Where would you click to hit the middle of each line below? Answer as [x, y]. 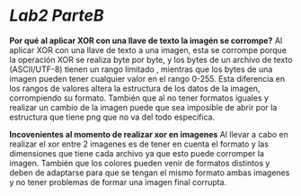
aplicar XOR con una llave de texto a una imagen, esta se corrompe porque [148, 49]
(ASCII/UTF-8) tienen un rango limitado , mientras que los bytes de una [141, 69]
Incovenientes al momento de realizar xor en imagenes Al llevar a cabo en [149, 134]
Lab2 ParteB [57, 16]
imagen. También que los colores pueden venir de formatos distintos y [140, 163]
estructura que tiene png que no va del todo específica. [112, 117]
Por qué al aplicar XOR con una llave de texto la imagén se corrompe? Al [146, 40]
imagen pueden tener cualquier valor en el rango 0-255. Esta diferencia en [147, 78]
